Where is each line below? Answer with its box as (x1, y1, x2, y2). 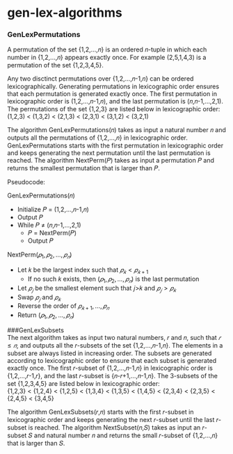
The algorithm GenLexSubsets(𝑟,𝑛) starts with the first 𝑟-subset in (7, 408, 194, 416)
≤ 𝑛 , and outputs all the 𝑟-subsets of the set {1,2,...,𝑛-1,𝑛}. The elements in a (7, 341, 223, 350)
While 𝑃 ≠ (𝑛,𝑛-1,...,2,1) (17, 221, 81, 229)
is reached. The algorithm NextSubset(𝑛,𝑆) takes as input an (28, 423, 201, 432)
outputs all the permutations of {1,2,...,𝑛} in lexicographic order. (7, 133, 188, 142)
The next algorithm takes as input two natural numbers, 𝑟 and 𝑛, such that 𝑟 (7, 334, 221, 342)
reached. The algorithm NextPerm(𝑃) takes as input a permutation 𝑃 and (7, 156, 214, 165)
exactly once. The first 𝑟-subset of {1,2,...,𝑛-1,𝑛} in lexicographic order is (7, 364, 214, 373)
